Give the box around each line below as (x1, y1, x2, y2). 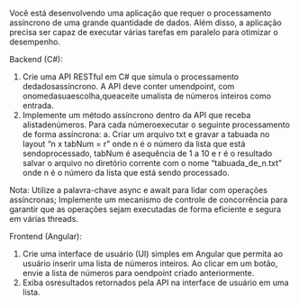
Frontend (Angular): (9, 231, 83, 242)
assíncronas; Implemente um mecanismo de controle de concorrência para (9, 194, 288, 205)
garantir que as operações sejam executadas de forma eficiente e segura (9, 204, 282, 215)
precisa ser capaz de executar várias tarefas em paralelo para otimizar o (9, 27, 279, 37)
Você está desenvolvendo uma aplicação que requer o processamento (9, 8, 272, 18)
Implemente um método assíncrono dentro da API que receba (22, 110, 251, 120)
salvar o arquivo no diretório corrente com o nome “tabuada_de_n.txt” (22, 158, 282, 168)
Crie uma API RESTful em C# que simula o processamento (22, 71, 240, 82)
